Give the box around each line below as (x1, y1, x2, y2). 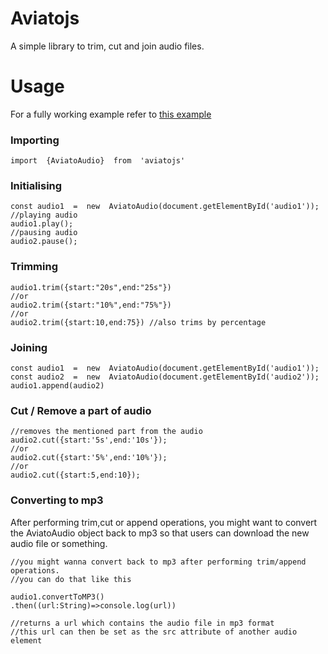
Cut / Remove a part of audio (10, 403, 152, 417)
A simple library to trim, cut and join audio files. (10, 40, 205, 52)
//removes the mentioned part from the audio (10, 427, 203, 437)
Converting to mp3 (10, 493, 104, 507)
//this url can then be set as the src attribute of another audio (10, 627, 298, 637)
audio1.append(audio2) (10, 381, 105, 391)
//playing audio (10, 210, 78, 221)
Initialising (10, 179, 63, 193)
